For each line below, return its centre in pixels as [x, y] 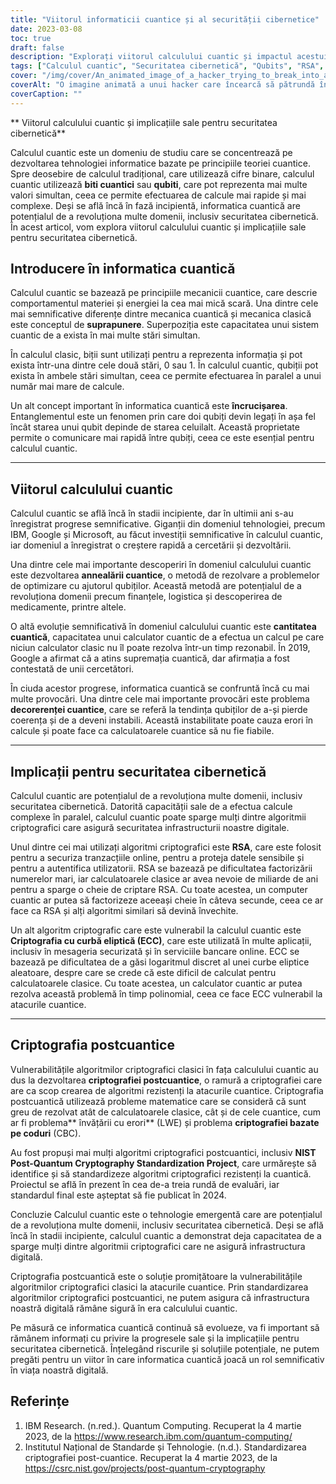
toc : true [31, 38]
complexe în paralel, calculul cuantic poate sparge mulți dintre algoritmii [158, 817]
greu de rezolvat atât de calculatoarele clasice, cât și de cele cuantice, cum [165, 1112]
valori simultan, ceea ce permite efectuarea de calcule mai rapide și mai [158, 195]
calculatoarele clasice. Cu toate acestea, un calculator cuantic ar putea [156, 983]
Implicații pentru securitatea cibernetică [138, 771]
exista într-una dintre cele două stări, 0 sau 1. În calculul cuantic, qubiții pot [164, 365]
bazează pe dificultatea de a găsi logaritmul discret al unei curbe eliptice [160, 962]
